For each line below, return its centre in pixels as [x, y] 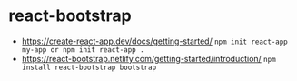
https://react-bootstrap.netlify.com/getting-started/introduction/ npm [148, 58]
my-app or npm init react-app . [83, 50]
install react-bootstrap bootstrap [89, 67]
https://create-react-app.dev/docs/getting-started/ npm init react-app [154, 41]
